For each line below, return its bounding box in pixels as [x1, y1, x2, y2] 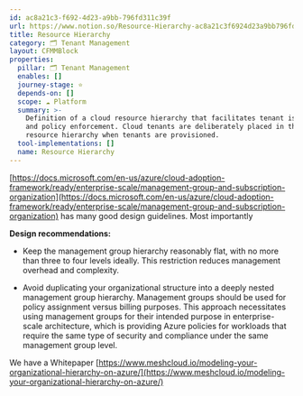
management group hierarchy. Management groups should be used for [22, 291, 287, 302]
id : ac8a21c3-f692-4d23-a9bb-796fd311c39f [9, 13, 171, 23]
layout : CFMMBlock [9, 47, 78, 56]
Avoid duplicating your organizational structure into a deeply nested [22, 281, 275, 293]
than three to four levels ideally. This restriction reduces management [22, 254, 281, 266]
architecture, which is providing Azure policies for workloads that [44, 320, 287, 331]
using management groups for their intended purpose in [22, 310, 232, 321]
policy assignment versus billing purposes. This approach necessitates [22, 301, 287, 312]
